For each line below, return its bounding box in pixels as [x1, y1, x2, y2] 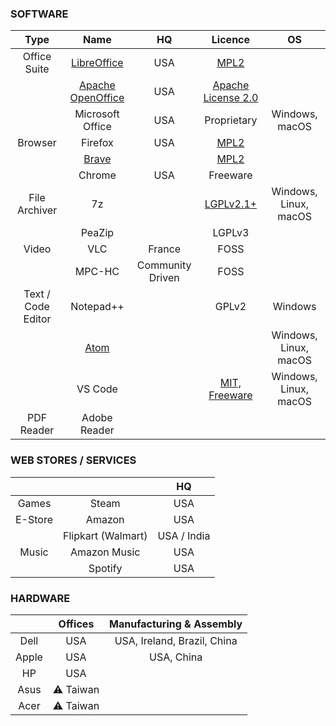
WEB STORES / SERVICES [10, 453, 137, 467]
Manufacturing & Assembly [109, 617, 243, 631]
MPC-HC [74, 265, 120, 279]
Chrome [78, 168, 117, 182]
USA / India [157, 528, 211, 542]
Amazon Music [70, 545, 141, 559]
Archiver [16, 203, 58, 217]
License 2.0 [203, 91, 259, 105]
